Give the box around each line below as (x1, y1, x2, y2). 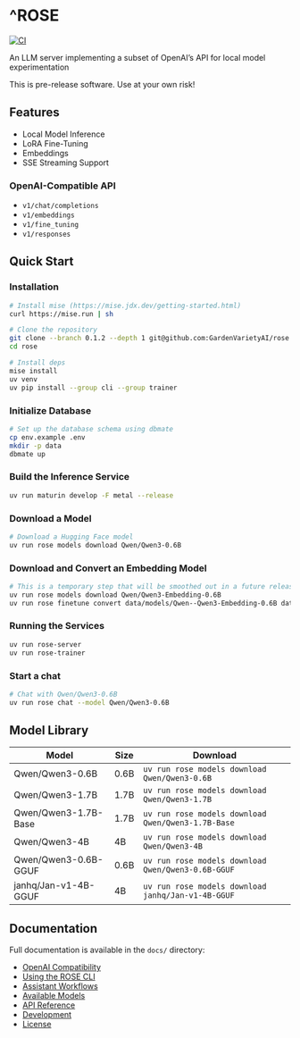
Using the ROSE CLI (21, 971, 96, 983)
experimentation (9, 62, 70, 72)
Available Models (21, 991, 86, 1001)
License (21, 1019, 52, 1030)
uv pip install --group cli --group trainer (9, 383, 178, 392)
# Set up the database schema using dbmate (9, 424, 174, 433)
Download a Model (9, 512, 92, 524)
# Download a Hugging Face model (9, 532, 134, 541)
